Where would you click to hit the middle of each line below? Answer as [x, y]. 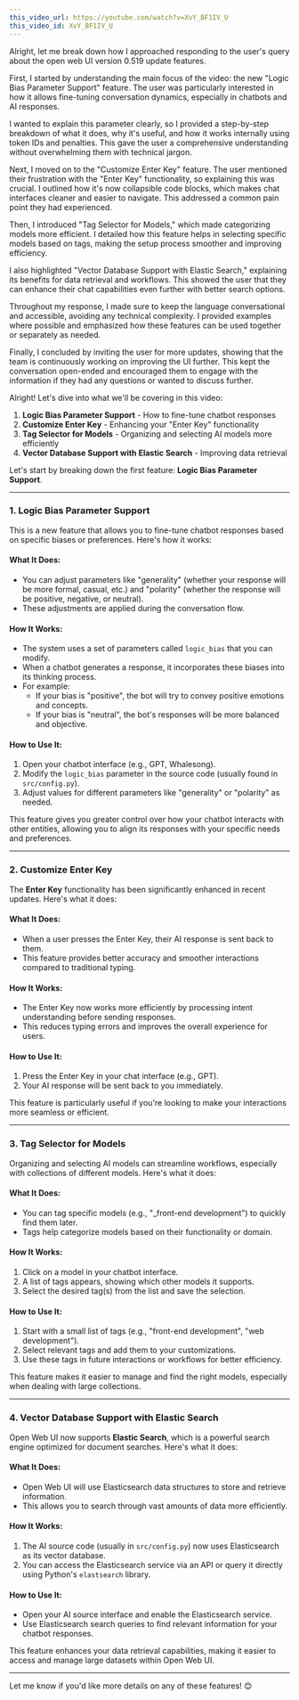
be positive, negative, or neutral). [83, 599]
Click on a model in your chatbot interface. [100, 1272]
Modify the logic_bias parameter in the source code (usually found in [150, 774]
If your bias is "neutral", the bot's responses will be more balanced [158, 715]
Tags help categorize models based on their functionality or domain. [147, 1231]
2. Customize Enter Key [61, 870]
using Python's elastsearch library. [86, 1574]
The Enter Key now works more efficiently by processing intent [137, 1008]
